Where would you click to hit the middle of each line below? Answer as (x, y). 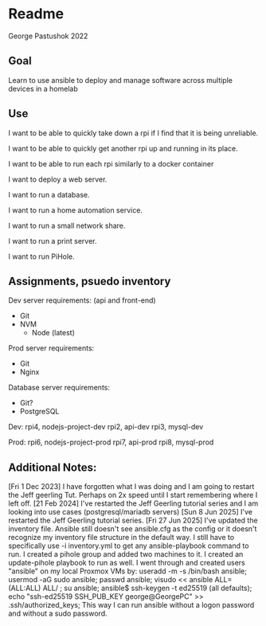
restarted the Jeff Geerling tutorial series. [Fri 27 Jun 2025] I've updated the (133, 520)
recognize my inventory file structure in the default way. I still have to (121, 538)
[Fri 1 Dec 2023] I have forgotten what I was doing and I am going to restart (131, 487)
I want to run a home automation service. (76, 210)
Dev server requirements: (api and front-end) (82, 300)
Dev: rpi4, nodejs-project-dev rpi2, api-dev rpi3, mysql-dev (106, 427)
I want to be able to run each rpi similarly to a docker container (111, 163)
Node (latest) (53, 333)
